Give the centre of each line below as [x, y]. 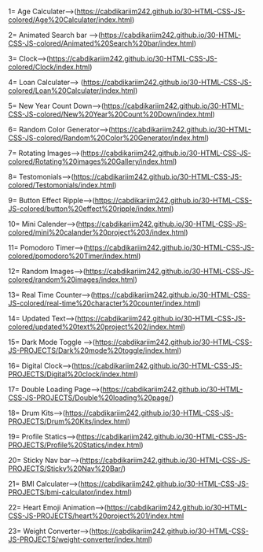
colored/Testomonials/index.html [61, 185]
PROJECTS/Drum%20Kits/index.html [68, 421]
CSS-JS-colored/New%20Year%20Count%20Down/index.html [111, 114]
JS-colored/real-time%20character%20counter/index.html [103, 303]
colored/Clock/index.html [49, 67]
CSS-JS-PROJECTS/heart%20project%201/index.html [96, 516]
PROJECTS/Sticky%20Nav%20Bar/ [66, 469]
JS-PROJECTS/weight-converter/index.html [79, 539]
